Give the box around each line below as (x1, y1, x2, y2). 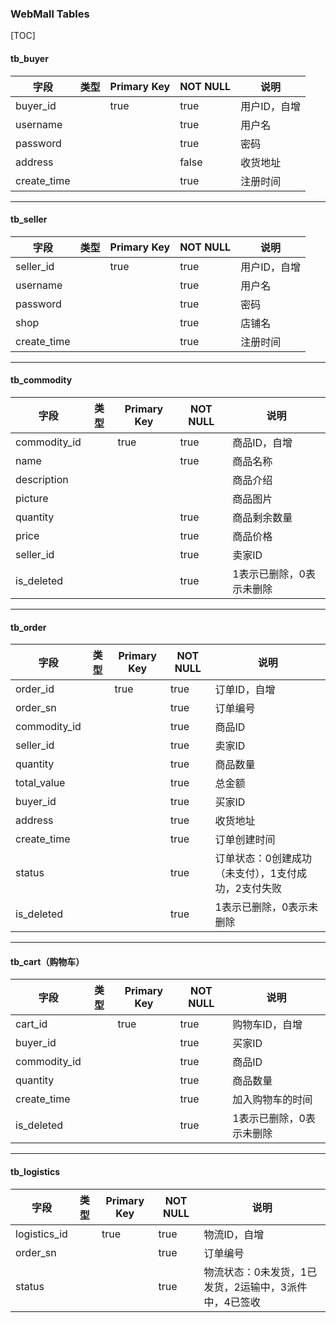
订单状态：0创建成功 (214, 852, 312, 866)
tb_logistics (10, 1165, 60, 1177)
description (15, 472, 69, 486)
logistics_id (15, 1227, 68, 1241)
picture (15, 491, 49, 505)
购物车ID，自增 (232, 1018, 303, 1032)
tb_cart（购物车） (10, 955, 85, 967)
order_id (15, 682, 55, 696)
